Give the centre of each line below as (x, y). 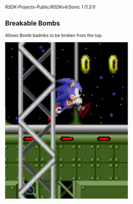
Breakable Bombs (33, 23)
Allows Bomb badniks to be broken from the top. (54, 35)
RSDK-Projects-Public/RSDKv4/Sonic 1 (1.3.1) (50, 7)
